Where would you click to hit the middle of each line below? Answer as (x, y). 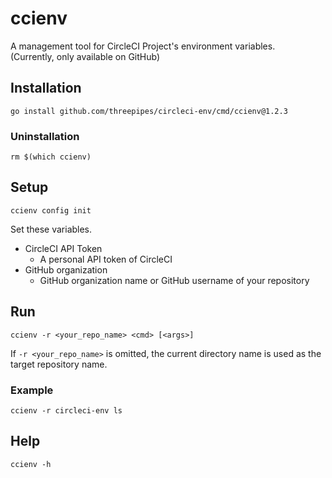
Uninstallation (45, 136)
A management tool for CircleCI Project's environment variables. (143, 46)
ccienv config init (51, 210)
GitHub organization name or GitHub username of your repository (174, 280)
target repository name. (59, 364)
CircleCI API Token (63, 248)
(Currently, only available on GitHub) (85, 56)
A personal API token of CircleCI (106, 259)
